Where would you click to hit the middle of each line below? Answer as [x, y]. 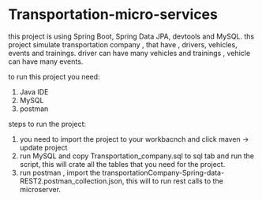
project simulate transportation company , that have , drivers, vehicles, [123, 44]
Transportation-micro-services [113, 15]
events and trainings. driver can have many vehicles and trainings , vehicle [129, 53]
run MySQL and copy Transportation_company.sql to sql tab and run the [137, 156]
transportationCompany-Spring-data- [163, 172]
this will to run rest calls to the [174, 181]
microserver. [40, 189]
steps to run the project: [47, 124]
